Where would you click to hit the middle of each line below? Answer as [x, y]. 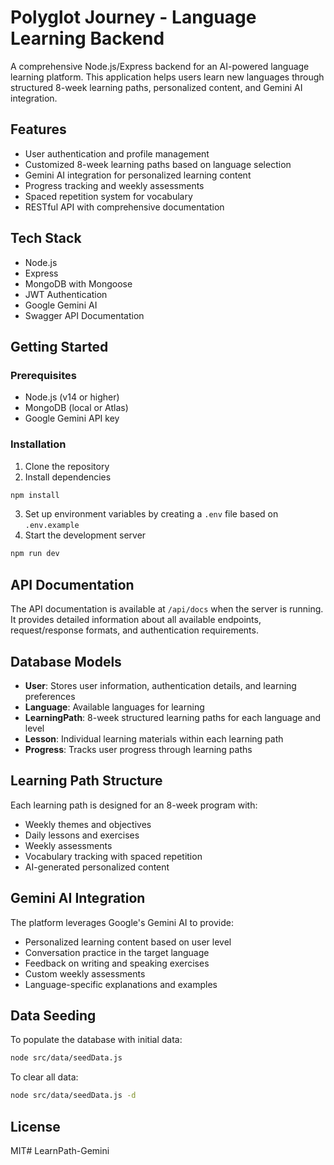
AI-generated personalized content [97, 867]
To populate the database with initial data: [96, 1040]
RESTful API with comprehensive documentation [124, 207]
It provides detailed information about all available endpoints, [136, 620]
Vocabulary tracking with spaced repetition [113, 856]
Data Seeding [53, 1015]
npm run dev [35, 554]
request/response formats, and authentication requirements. [134, 630]
